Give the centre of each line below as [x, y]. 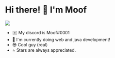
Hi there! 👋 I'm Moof [46, 10]
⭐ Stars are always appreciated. [44, 50]
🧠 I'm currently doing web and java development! [61, 39]
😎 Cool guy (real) [30, 44]
